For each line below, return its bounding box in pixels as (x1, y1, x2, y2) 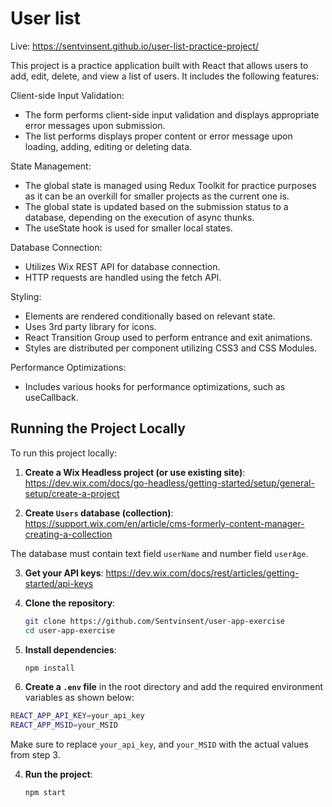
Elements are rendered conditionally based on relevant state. (24, 310, 276, 322)
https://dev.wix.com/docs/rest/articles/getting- (105, 567, 300, 579)
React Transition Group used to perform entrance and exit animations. (24, 331, 313, 343)
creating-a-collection (24, 528, 113, 540)
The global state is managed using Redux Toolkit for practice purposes (24, 179, 317, 191)
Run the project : (24, 768, 93, 781)
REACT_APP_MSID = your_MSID (10, 720, 118, 731)
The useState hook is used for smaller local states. (24, 222, 233, 234)
